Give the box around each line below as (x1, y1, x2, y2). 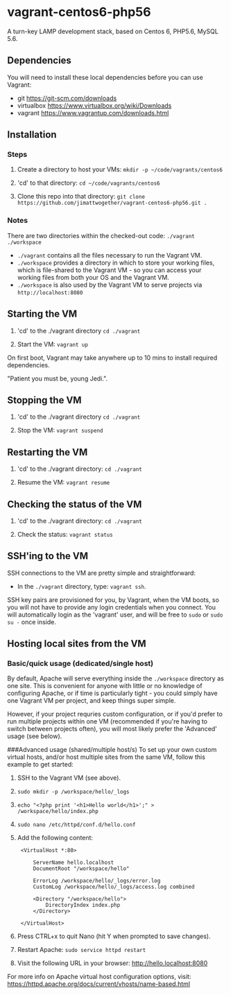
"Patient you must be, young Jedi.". (7, 374, 108, 383)
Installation (7, 129, 57, 141)
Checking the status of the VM (7, 498, 142, 510)
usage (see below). (7, 732, 62, 740)
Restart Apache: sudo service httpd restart (17, 946, 146, 954)
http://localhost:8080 (17, 289, 83, 296)
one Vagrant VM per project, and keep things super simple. (7, 696, 176, 705)
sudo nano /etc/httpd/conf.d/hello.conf (17, 821, 136, 828)
